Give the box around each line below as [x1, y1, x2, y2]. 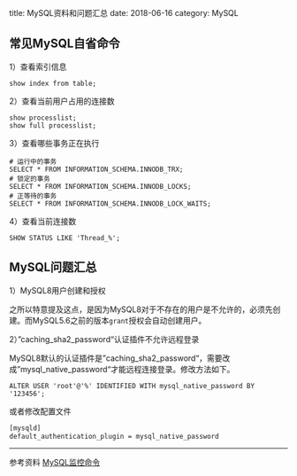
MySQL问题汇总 [9, 260, 97, 275]
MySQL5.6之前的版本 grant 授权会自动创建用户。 [32, 315, 207, 325]
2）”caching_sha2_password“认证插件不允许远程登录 [9, 333, 200, 344]
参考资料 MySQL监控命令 [9, 457, 101, 468]
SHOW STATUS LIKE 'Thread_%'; [9, 233, 121, 242]
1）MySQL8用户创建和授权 [9, 285, 106, 295]
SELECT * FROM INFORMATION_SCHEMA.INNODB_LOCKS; [9, 182, 192, 191]
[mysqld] [9, 424, 42, 433]
